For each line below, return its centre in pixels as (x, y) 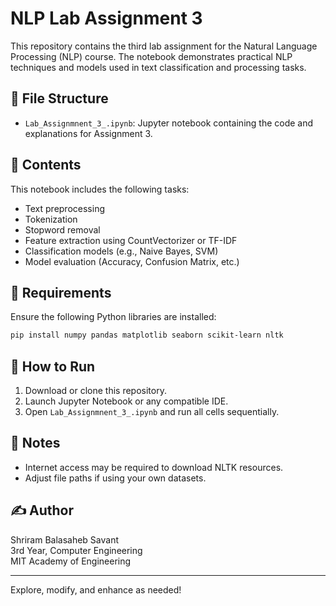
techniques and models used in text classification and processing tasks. (158, 67)
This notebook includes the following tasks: (100, 189)
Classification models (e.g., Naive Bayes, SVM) (121, 251)
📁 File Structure (59, 98)
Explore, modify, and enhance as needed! (96, 589)
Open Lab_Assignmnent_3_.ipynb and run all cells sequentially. (152, 412)
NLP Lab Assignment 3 (106, 18)
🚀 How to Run (53, 366)
